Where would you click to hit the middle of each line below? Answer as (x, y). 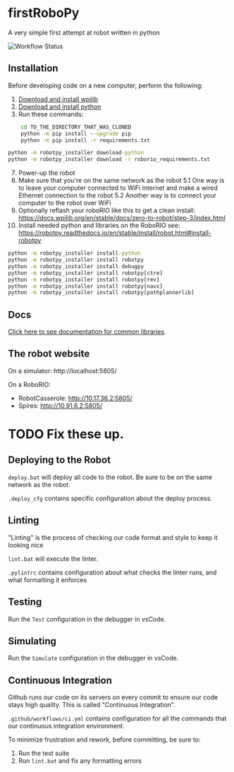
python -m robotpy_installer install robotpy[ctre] (85, 273)
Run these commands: (51, 114)
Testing (25, 602)
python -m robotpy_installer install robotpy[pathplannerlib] (101, 293)
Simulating (32, 641)
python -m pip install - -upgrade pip (76, 133)
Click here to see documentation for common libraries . (87, 332)
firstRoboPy (44, 13)
